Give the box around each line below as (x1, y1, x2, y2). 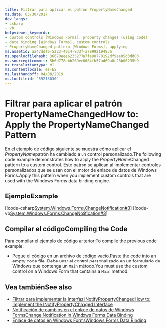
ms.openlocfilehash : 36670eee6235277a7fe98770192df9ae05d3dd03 (5, 53, 139, 59)
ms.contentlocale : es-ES (5, 67, 57, 72)
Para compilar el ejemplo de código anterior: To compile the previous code (5, 238, 157, 244)
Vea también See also (5, 283, 72, 291)
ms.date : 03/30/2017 (5, 12, 48, 17)
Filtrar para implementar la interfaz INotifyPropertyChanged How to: (12, 296, 151, 302)
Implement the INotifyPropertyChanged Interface (12, 301, 113, 308)
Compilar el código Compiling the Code (5, 224, 128, 233)
